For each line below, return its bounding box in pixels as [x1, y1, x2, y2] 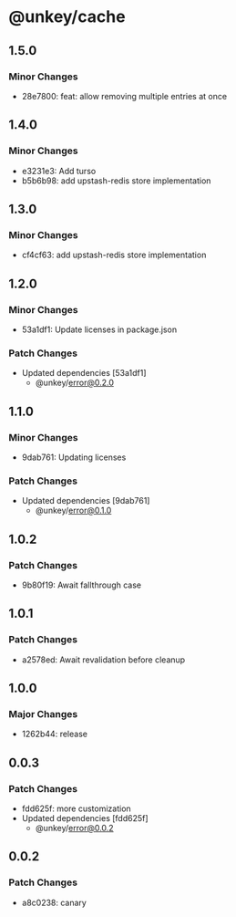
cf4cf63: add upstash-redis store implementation [21, 249, 207, 261]
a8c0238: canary [21, 897, 87, 908]
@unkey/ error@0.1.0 [35, 505, 112, 516]
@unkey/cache [8, 6, 126, 27]
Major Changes [8, 707, 78, 720]
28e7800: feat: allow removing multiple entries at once [21, 90, 228, 101]
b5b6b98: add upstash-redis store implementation [21, 175, 211, 186]
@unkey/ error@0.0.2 [35, 822, 115, 833]
